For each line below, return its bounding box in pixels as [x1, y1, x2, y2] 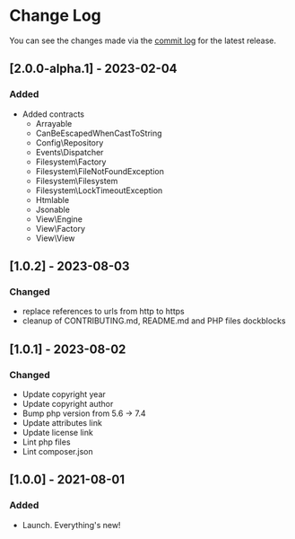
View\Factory [35, 223, 86, 234]
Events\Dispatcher [35, 146, 104, 157]
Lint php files [22, 437, 71, 447]
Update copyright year [22, 389, 106, 400]
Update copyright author [22, 399, 114, 409]
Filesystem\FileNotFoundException [35, 165, 164, 176]
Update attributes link [22, 418, 103, 428]
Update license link [22, 428, 94, 437]
